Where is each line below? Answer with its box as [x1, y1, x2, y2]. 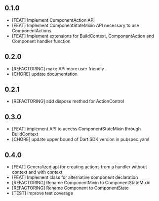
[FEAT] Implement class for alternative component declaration [11, 174, 138, 180]
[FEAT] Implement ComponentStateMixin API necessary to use [11, 22, 139, 28]
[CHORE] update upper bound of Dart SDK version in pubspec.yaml [11, 136, 150, 143]
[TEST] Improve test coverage [11, 190, 74, 196]
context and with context [11, 169, 63, 175]
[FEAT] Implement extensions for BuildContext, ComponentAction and [11, 33, 154, 39]
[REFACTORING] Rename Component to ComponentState [11, 185, 129, 191]
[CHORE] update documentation [11, 71, 78, 77]
